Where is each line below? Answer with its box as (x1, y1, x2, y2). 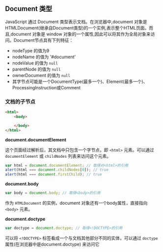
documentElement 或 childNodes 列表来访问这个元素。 (5, 153, 111, 159)
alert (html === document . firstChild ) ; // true (5, 172, 102, 177)
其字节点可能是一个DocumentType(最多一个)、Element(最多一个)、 (12, 78, 148, 84)
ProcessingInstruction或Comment (12, 84, 81, 90)
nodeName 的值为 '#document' (12, 54, 76, 60)
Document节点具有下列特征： (13, 37, 74, 43)
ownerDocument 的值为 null (12, 72, 70, 78)
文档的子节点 (5, 98, 36, 105)
